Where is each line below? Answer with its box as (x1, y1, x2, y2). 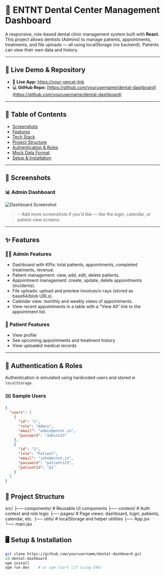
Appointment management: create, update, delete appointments (12, 277, 142, 283)
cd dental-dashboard (5, 556, 48, 561)
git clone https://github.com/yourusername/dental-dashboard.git (5, 551, 141, 556)
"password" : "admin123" (18, 433, 67, 438)
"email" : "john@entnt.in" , (18, 455, 74, 461)
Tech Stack (12, 134, 35, 140)
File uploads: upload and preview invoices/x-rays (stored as (12, 287, 134, 293)
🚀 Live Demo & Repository (5, 66, 86, 74)
